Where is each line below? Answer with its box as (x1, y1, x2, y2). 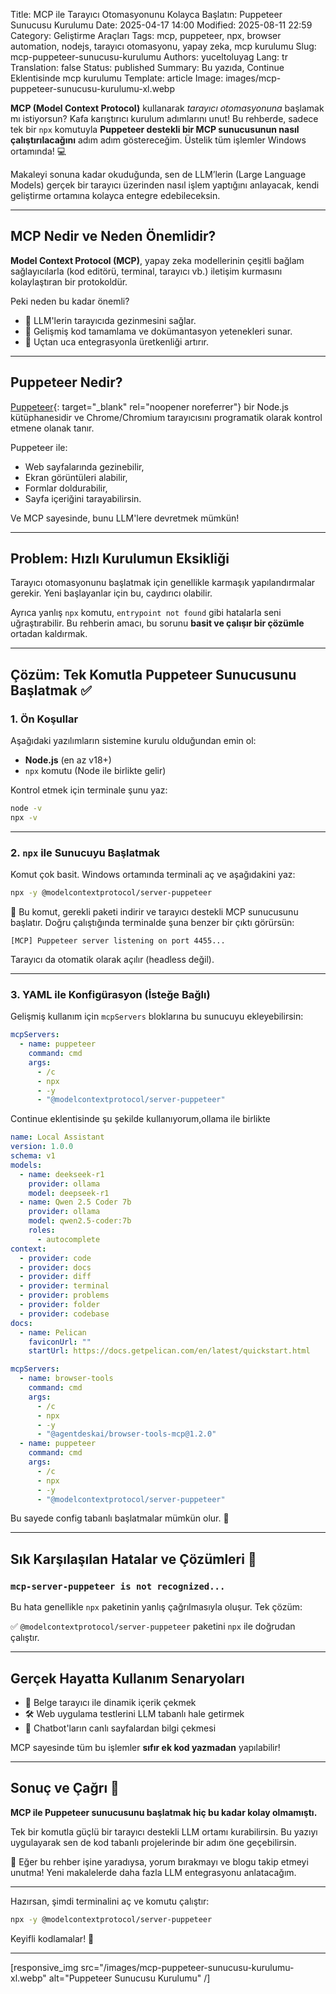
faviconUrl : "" (28, 1337, 92, 1347)
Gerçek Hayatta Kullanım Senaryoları (10, 1670, 245, 1687)
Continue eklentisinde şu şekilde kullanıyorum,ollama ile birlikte (10, 1113, 271, 1125)
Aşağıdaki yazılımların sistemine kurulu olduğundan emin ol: (10, 735, 257, 747)
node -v (10, 804, 43, 814)
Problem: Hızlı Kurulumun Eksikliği (10, 550, 230, 568)
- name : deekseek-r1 (19, 1169, 105, 1179)
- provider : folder (19, 1300, 101, 1310)
